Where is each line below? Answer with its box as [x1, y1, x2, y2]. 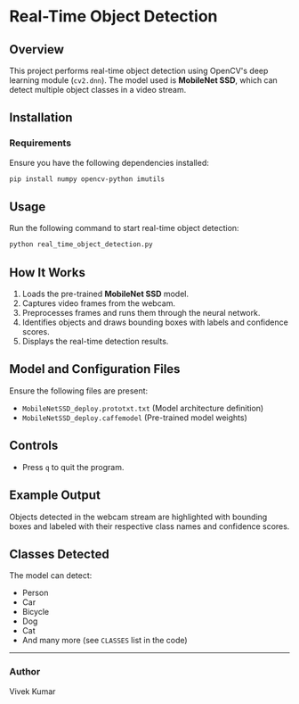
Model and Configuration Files [9, 361, 181, 377]
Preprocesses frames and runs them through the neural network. [21, 308, 261, 319]
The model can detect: [9, 570, 93, 581]
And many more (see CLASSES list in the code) [21, 635, 189, 646]
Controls [9, 438, 59, 453]
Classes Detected [9, 546, 109, 561]
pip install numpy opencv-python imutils [9, 174, 166, 184]
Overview [9, 42, 65, 57]
